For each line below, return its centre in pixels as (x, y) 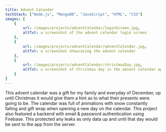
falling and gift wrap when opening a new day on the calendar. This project (81, 108)
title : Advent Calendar (30, 10)
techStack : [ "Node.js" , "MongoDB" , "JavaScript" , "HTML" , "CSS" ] (74, 14)
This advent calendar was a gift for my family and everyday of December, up (83, 92)
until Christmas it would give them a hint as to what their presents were (77, 98)
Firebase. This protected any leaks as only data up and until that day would (82, 119)
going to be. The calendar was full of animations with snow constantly (77, 103)
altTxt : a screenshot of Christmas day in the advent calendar (89, 70)
